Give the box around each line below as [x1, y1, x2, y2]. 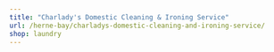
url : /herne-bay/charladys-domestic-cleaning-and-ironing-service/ [9, 21, 266, 30]
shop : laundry [9, 29, 62, 38]
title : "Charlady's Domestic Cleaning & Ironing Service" [9, 12, 229, 22]
